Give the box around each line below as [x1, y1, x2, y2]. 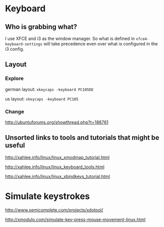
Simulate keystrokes [5, 191, 90, 202]
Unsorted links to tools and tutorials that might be [5, 133, 160, 142]
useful [5, 141, 25, 150]
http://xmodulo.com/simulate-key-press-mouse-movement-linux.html [5, 216, 146, 222]
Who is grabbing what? [5, 23, 77, 31]
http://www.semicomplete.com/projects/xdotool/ [5, 207, 104, 213]
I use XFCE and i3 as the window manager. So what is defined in [5, 35, 135, 41]
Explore [5, 75, 24, 82]
